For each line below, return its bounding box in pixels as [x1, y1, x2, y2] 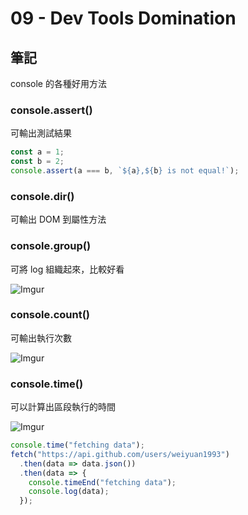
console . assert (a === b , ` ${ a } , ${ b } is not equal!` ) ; [10, 166, 240, 176]
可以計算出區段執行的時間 [10, 401, 116, 413]
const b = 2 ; [10, 157, 65, 167]
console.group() [10, 239, 92, 253]
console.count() [10, 308, 91, 322]
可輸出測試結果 [10, 127, 72, 139]
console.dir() [10, 189, 75, 203]
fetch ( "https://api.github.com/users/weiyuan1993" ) [10, 449, 230, 459]
